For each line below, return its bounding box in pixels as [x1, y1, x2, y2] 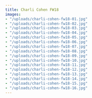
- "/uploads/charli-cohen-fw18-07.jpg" [5, 44, 88, 49]
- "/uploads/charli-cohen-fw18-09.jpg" [5, 53, 88, 58]
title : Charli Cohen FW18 [5, 7, 59, 12]
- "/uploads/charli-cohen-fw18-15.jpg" [5, 81, 88, 86]
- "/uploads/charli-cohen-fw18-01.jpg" [5, 16, 88, 21]
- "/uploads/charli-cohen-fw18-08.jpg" [5, 49, 88, 53]
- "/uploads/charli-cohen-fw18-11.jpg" [5, 62, 88, 67]
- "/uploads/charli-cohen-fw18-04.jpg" [5, 30, 88, 35]
